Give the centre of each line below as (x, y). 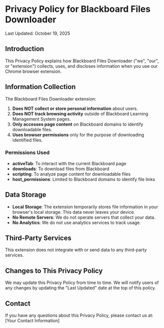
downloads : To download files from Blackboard (61, 169)
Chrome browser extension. (33, 71)
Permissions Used (27, 153)
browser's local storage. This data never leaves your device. (74, 212)
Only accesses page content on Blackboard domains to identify (78, 124)
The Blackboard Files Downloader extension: (51, 99)
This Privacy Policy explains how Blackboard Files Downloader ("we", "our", (82, 61)
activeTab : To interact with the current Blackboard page (69, 163)
